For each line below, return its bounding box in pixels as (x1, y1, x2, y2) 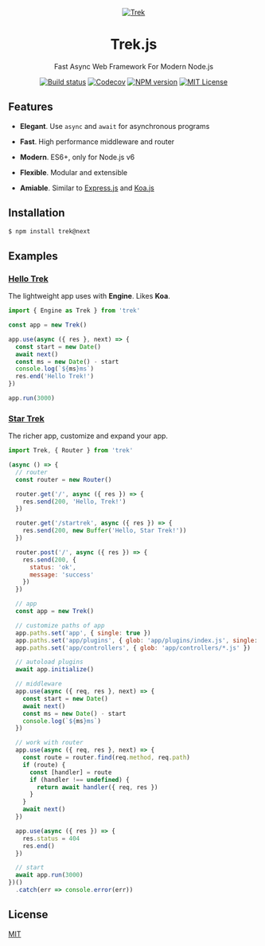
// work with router (15, 739, 84, 747)
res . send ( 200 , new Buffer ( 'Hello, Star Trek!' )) (22, 526, 187, 535)
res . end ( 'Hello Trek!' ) (15, 373, 94, 381)
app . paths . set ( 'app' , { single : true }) (15, 629, 151, 637)
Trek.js (110, 36, 158, 53)
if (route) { (22, 760, 66, 768)
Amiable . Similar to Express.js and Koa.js (19, 183, 155, 193)
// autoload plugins (15, 658, 84, 666)
